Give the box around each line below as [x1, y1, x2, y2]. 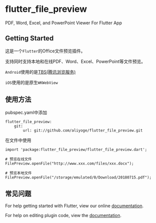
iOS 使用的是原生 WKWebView [5, 79, 58, 85]
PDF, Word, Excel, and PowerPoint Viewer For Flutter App [5, 20, 122, 26]
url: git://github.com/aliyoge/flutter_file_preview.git [23, 128, 143, 133]
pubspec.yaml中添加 [5, 109, 47, 115]
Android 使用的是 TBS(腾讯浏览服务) [5, 69, 76, 75]
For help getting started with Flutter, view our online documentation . [5, 203, 144, 209]
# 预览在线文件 [5, 157, 32, 162]
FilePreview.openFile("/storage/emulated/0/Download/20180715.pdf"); [5, 175, 152, 180]
